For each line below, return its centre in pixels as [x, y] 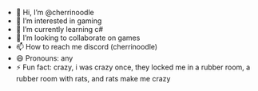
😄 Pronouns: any [44, 58]
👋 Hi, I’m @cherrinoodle [55, 12]
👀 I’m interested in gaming [59, 21]
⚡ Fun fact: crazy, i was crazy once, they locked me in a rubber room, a [133, 67]
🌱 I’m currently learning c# [60, 29]
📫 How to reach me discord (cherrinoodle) [87, 47]
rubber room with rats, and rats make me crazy [93, 79]
